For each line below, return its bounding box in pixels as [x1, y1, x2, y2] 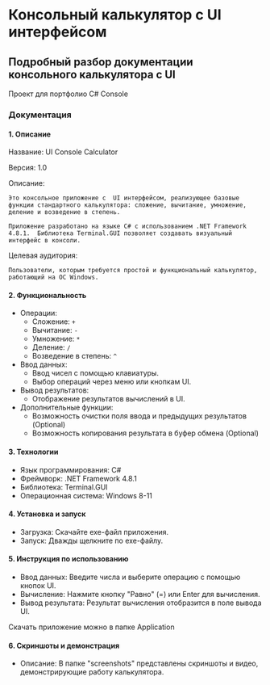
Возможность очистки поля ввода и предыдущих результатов [31, 411, 247, 421]
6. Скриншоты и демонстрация [8, 641, 119, 650]
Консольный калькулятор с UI [8, 6, 222, 24]
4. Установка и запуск [8, 509, 86, 519]
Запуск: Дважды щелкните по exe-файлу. [19, 536, 164, 545]
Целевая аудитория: [8, 250, 78, 260]
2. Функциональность [8, 290, 87, 300]
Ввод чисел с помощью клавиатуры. [31, 368, 160, 378]
